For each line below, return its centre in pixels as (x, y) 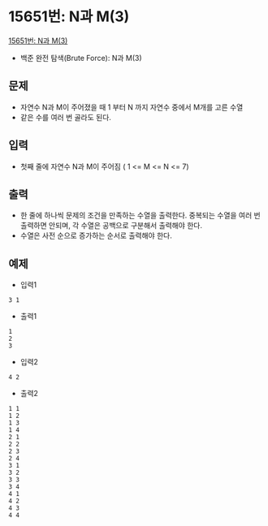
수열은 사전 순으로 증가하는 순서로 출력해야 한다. (96, 235)
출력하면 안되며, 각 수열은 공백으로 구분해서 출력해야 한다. (111, 226)
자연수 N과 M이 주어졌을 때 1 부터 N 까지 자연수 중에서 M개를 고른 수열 (132, 107)
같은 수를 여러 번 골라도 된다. (66, 117)
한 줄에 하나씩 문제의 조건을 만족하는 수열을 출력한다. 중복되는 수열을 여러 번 (140, 215)
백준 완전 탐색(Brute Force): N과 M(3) (81, 58)
